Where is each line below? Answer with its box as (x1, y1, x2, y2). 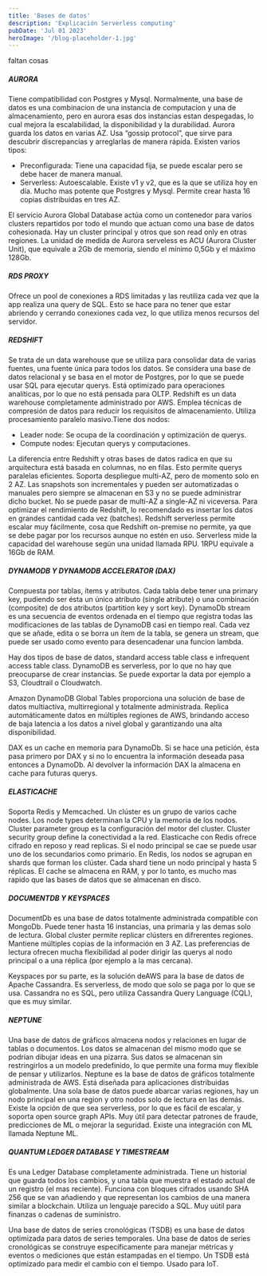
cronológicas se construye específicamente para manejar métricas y (8, 1242, 234, 1251)
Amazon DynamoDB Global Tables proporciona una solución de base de (8, 693, 245, 704)
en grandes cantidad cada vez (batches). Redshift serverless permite (8, 513, 236, 524)
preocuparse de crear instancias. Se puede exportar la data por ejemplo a (8, 669, 251, 680)
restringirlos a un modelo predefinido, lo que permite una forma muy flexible (8, 1061, 259, 1071)
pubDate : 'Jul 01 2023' (8, 26, 88, 34)
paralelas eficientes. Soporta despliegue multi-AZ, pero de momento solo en (8, 471, 259, 480)
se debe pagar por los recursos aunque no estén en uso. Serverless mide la (8, 531, 257, 540)
